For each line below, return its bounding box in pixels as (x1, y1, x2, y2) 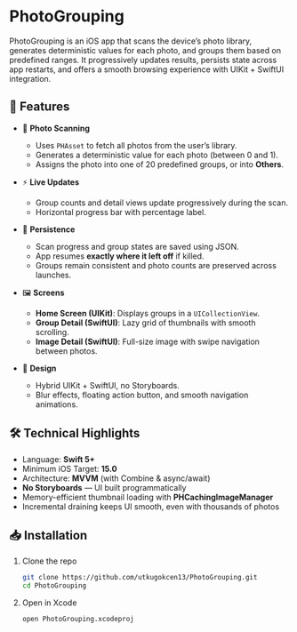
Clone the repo (21, 556, 77, 566)
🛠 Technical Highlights (9, 426, 140, 441)
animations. (35, 398, 78, 410)
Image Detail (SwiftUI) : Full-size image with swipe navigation (35, 336, 261, 347)
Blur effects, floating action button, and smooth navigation (35, 389, 249, 400)
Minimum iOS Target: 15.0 (21, 463, 117, 474)
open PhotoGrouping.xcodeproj (21, 615, 135, 624)
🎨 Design (21, 363, 57, 373)
